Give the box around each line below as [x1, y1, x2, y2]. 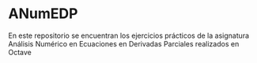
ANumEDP [8, 5, 78, 23]
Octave [8, 47, 32, 57]
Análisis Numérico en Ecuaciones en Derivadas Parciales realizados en [8, 39, 240, 48]
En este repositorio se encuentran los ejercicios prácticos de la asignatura [8, 31, 250, 40]
